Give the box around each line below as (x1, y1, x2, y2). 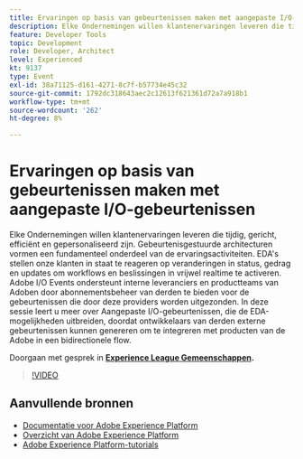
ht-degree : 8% (9, 114, 63, 123)
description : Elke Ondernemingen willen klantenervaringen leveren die (9, 22, 284, 31)
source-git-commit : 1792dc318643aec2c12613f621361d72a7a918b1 (9, 89, 248, 98)
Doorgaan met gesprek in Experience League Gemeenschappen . (9, 352, 254, 363)
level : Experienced (9, 55, 83, 64)
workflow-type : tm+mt (9, 97, 91, 107)
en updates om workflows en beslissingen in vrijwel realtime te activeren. (9, 267, 282, 278)
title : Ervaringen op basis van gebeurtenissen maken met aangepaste (9, 13, 277, 23)
